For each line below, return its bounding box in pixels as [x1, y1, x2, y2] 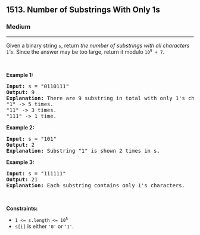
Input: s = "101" [6, 135, 57, 142]
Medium [6, 23, 31, 31]
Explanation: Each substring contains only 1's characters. [6, 182, 186, 188]
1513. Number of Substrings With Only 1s [6, 5, 161, 15]
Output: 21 [6, 176, 38, 183]
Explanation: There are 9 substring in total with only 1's [6, 95, 186, 101]
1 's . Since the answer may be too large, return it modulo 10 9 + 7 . [6, 48, 165, 55]
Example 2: [6, 123, 35, 131]
